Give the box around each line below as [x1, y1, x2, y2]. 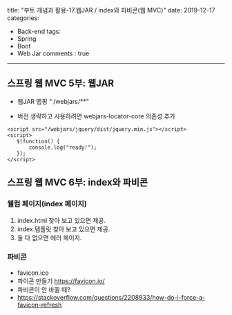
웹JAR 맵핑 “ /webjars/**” [17, 97, 89, 105]
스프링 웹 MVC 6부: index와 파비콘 [7, 177, 148, 188]
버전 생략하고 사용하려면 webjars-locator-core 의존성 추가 [17, 111, 176, 120]
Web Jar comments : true [17, 49, 90, 57]
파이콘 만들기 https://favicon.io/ [17, 276, 105, 285]
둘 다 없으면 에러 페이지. [17, 233, 82, 242]
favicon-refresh [17, 300, 62, 309]
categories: [7, 14, 39, 22]
